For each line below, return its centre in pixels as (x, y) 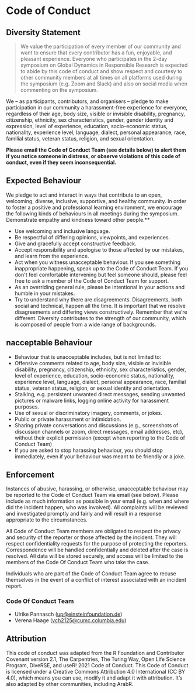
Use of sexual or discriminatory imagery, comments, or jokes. (88, 413)
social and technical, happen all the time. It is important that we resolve (100, 306)
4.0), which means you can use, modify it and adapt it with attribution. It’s (94, 678)
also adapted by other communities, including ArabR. (70, 684)
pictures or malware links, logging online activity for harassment (92, 400)
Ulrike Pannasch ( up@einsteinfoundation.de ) (68, 614)
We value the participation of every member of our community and (100, 46)
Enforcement (30, 475)
